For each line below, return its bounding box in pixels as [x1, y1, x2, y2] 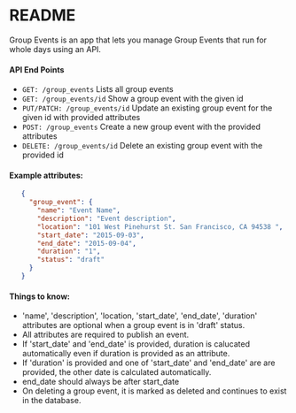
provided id [21, 149, 64, 160]
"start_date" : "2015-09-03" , [36, 231, 144, 240]
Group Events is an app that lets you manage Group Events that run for [9, 34, 268, 45]
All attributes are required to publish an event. [21, 329, 190, 340]
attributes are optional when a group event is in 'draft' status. [21, 320, 245, 331]
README [9, 5, 76, 26]
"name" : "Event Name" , [36, 206, 121, 215]
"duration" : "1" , [36, 247, 101, 256]
